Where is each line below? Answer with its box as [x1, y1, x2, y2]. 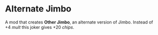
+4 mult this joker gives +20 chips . [5, 24, 74, 30]
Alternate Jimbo [5, 3, 72, 14]
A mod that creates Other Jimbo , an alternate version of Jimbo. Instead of [5, 19, 154, 25]
